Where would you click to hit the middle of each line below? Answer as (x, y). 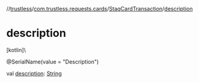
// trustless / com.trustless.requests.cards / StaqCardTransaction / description (99, 9)
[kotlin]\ (16, 50)
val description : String (34, 73)
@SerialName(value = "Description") (53, 61)
